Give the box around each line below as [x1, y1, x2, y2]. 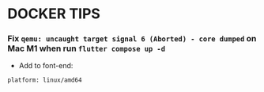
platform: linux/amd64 [7, 76, 82, 84]
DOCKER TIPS [7, 5, 100, 23]
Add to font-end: [18, 61, 74, 71]
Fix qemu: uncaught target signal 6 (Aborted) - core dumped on [7, 33, 257, 44]
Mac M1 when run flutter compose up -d [7, 43, 166, 54]
